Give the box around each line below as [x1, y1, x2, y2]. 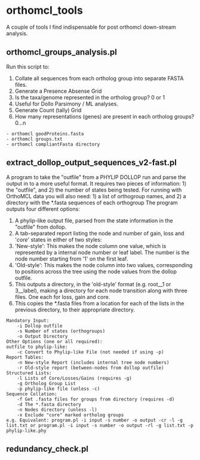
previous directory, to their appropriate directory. [14, 306, 136, 313]
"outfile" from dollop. [14, 223, 67, 231]
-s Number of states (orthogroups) [17, 328, 106, 334]
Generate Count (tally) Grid [14, 106, 82, 114]
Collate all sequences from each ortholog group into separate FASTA [14, 74, 184, 81]
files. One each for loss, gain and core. [14, 293, 110, 300]
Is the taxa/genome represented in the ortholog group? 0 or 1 [14, 93, 165, 101]
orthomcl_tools [6, 4, 84, 17]
